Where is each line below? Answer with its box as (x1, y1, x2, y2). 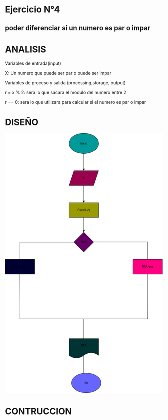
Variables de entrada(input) (5, 60, 61, 66)
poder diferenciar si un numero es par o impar (5, 24, 151, 32)
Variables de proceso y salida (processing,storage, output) (5, 79, 126, 86)
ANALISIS (5, 44, 46, 55)
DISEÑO (5, 116, 39, 128)
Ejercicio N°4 (5, 4, 60, 15)
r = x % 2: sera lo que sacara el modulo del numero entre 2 (5, 89, 126, 95)
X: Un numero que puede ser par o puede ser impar (5, 70, 111, 76)
